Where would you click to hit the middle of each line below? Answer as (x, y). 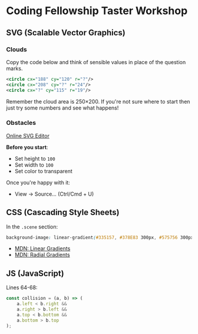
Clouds (17, 49)
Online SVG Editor (28, 135)
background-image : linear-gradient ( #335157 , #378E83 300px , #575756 (92, 237)
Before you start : (27, 147)
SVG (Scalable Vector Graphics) (66, 33)
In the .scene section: (32, 226)
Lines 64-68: (22, 287)
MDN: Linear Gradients (42, 249)
